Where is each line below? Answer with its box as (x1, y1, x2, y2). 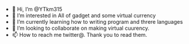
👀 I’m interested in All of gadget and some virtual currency (11, 12, 156, 19)
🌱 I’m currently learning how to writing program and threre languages (11, 18, 183, 25)
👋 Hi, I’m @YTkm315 (11, 6, 62, 12)
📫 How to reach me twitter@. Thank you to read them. (11, 32, 148, 38)
